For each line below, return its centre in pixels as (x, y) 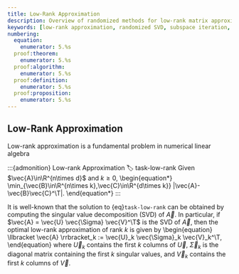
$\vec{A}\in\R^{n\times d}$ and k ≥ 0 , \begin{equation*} (90, 178)
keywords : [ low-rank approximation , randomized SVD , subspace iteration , (119, 27)
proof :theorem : (36, 54)
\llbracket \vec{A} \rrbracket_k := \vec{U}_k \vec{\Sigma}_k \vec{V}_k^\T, (115, 237)
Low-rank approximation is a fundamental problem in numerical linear (109, 146)
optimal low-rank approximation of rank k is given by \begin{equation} (110, 229)
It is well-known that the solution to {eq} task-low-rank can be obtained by (116, 206)
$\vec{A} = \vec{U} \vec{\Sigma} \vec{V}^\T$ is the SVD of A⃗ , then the (113, 222)
